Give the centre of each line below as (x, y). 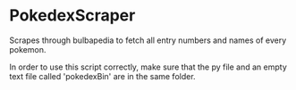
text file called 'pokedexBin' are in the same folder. (102, 76)
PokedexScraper (72, 16)
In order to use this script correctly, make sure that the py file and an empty (148, 67)
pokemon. (28, 49)
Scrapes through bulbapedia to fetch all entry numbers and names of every (148, 40)
